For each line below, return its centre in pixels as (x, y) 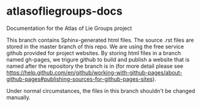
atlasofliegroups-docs (64, 11)
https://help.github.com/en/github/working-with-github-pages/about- (94, 72)
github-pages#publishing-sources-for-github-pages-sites (80, 79)
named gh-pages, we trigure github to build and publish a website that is (98, 59)
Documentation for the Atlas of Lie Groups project (69, 28)
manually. (18, 97)
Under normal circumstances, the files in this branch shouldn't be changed (101, 90)
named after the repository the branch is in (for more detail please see (95, 66)
